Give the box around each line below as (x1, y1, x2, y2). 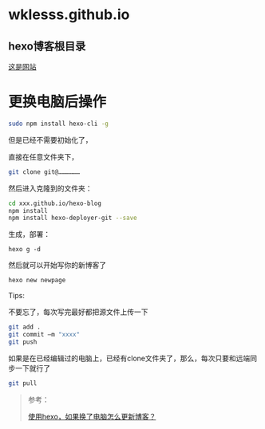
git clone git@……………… (8, 167, 81, 176)
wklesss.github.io (8, 6, 130, 24)
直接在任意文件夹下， (8, 152, 78, 161)
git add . (8, 323, 42, 332)
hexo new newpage (8, 277, 66, 285)
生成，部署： (8, 230, 50, 239)
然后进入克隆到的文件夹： (8, 183, 93, 193)
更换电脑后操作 (8, 93, 107, 111)
